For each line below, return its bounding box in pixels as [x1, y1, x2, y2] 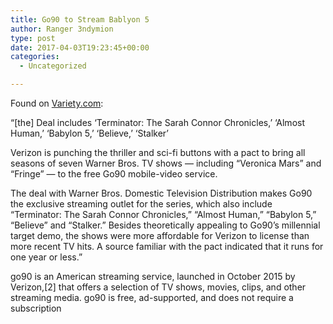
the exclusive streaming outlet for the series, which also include [10, 198, 273, 210]
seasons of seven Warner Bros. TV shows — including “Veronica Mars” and [10, 157, 322, 169]
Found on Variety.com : [10, 97, 104, 109]
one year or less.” [10, 251, 83, 263]
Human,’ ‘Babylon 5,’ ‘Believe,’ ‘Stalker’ [10, 127, 169, 139]
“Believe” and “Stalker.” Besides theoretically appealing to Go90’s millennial [10, 219, 321, 231]
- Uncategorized [19, 61, 87, 71]
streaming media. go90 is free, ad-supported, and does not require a [10, 292, 294, 303]
